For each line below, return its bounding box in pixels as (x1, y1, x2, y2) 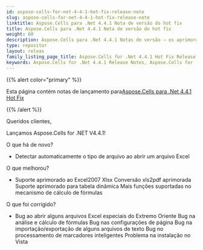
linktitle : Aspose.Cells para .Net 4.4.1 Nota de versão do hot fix (6, 20, 182, 26)
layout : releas (6, 48, 45, 54)
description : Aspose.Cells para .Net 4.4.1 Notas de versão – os (6, 37, 174, 43)
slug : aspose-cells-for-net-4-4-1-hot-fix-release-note (6, 14, 150, 21)
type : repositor (6, 43, 47, 49)
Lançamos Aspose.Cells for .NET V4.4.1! (6, 129, 106, 136)
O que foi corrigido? (6, 200, 56, 208)
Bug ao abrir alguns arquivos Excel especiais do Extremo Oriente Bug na (14, 212, 196, 219)
